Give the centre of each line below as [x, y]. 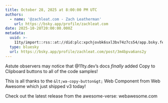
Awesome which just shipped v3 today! [45, 86]
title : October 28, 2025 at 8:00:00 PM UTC [51, 10]
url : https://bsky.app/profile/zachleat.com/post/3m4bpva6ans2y [78, 51]
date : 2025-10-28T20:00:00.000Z [39, 28]
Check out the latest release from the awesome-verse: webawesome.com [81, 96]
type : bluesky [24, 47]
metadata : [15, 33]
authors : [14, 14]
